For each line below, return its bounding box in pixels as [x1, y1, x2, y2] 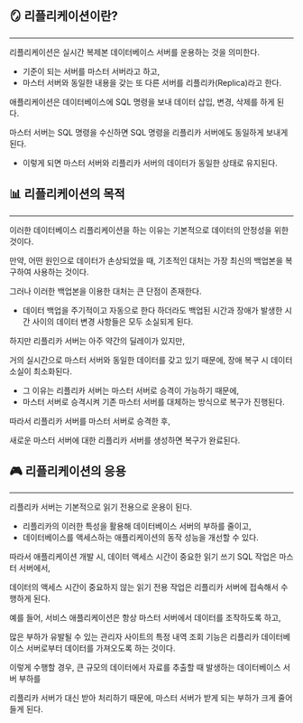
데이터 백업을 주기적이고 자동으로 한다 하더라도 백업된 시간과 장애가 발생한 [22, 305, 283, 315]
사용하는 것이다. [32, 266, 89, 277]
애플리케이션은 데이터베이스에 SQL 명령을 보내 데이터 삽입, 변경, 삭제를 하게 [9, 96, 275, 107]
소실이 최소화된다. [9, 365, 73, 377]
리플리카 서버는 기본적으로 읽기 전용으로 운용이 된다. [9, 502, 192, 512]
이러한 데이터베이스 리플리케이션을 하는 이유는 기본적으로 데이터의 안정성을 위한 [9, 224, 289, 235]
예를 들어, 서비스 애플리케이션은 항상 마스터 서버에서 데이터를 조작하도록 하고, [9, 613, 281, 624]
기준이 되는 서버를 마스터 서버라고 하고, [22, 66, 161, 77]
